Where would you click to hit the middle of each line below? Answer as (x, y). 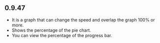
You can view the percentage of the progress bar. (62, 35)
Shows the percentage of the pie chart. (51, 30)
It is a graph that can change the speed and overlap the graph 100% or (83, 20)
